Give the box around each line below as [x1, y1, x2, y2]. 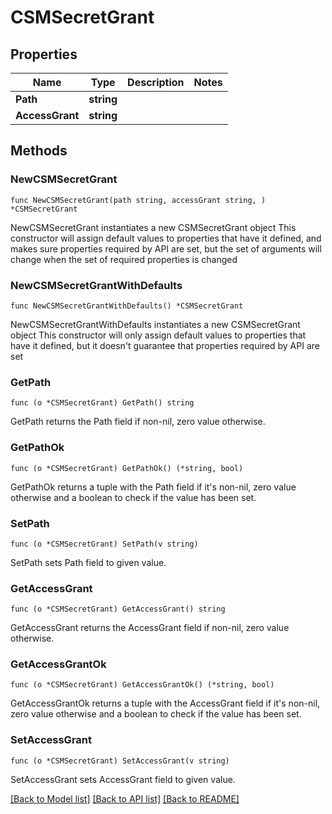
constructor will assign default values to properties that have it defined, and [10, 232, 322, 244]
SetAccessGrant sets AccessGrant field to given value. [10, 773, 236, 785]
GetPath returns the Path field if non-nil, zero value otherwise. [10, 416, 266, 428]
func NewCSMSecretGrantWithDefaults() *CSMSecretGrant [10, 301, 244, 311]
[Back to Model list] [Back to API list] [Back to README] [10, 792, 240, 805]
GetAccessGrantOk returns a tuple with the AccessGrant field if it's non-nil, [10, 697, 321, 710]
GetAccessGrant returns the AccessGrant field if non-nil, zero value [10, 622, 290, 634]
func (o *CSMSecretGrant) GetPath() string [10, 398, 195, 408]
